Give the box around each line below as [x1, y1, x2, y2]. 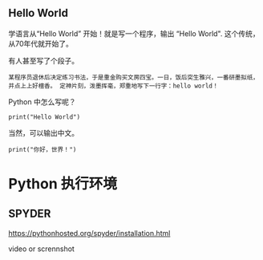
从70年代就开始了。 [8, 39, 74, 48]
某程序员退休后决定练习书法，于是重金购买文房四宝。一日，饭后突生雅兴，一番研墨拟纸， [8, 73, 259, 81]
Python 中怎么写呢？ [8, 96, 76, 107]
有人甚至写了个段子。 [8, 55, 79, 65]
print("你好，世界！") [8, 145, 77, 153]
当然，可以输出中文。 [8, 128, 79, 137]
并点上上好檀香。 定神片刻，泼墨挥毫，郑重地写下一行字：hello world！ [8, 82, 219, 90]
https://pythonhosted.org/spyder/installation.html [8, 228, 171, 238]
